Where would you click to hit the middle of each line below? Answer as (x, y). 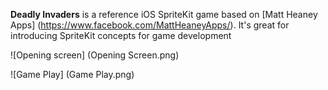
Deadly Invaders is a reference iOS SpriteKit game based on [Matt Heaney (164, 14)
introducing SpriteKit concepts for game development (121, 35)
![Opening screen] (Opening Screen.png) (95, 55)
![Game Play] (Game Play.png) (72, 74)
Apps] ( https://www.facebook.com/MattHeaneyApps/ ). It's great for (150, 25)
